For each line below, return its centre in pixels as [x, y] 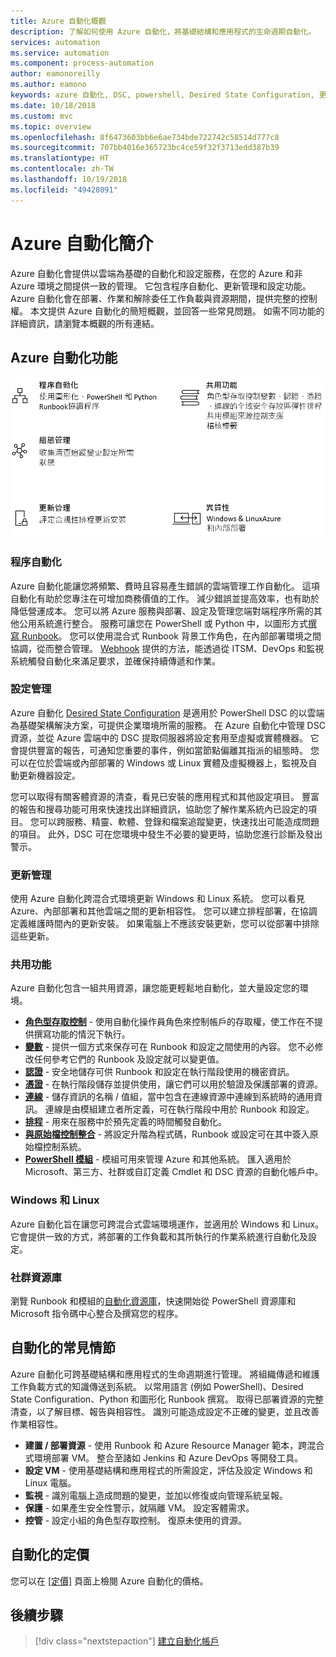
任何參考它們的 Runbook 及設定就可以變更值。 [129, 1059]
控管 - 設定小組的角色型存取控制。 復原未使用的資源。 [136, 1520]
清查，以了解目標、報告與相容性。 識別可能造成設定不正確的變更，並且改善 [165, 1411]
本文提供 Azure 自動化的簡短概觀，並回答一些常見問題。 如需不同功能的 [177, 311]
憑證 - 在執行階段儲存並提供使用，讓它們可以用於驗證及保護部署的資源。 [174, 1084]
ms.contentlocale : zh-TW [62, 169]
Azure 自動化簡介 [82, 243]
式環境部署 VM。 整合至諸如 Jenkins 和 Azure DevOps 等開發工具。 [164, 1457]
